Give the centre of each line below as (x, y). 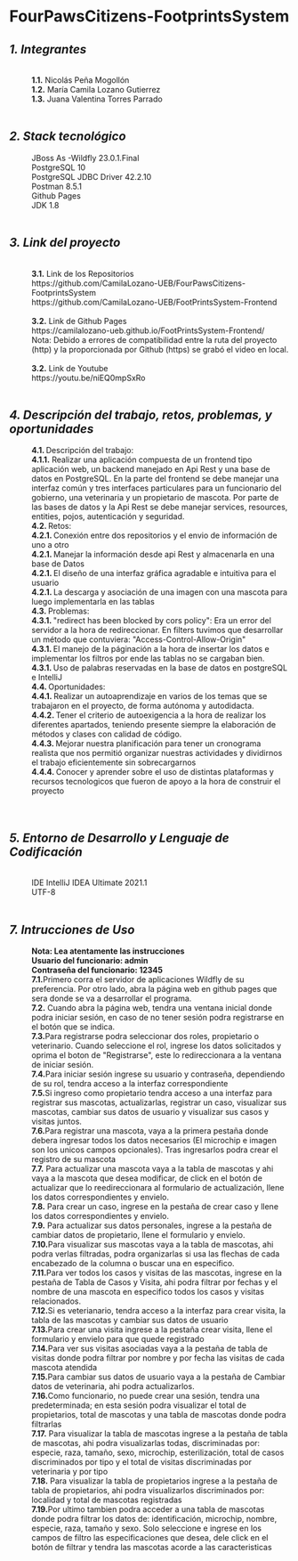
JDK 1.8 (45, 205)
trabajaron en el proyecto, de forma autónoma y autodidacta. (143, 706)
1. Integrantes (48, 49)
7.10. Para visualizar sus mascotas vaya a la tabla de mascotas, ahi (153, 1245)
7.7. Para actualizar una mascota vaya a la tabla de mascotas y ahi (153, 1169)
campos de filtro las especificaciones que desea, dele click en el (150, 1538)
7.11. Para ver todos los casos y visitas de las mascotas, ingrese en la (157, 1273)
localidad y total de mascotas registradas (107, 1500)
